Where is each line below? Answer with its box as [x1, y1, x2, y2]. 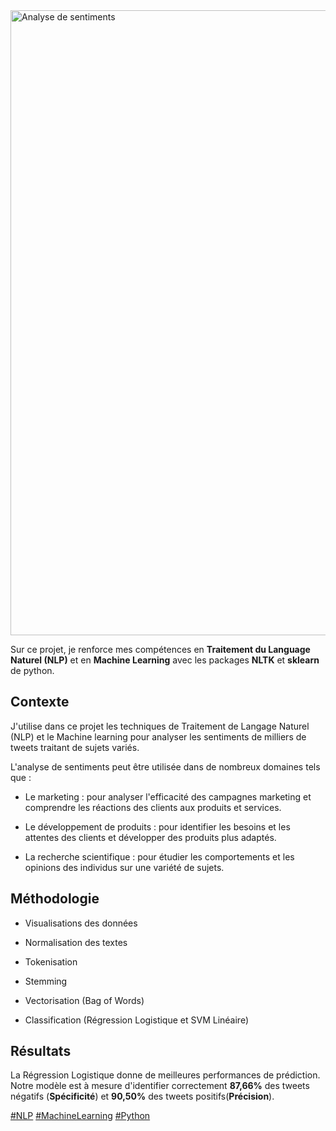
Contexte [10, 694, 70, 711]
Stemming [24, 975, 68, 987]
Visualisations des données [24, 917, 138, 929]
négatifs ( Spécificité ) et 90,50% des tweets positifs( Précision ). [10, 1090, 275, 1103]
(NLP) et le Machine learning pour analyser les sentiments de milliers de [10, 730, 307, 743]
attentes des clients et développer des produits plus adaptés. [24, 831, 277, 843]
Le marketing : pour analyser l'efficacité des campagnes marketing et [24, 790, 312, 803]
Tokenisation [24, 955, 78, 968]
